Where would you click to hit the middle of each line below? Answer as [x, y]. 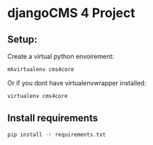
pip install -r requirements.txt [57, 134]
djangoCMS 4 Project [72, 13]
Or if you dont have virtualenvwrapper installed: [77, 82]
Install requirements [53, 118]
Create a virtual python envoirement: [61, 56]
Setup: [22, 39]
